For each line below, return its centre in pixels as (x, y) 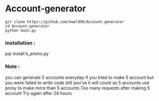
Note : (13, 66)
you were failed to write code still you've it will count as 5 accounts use (77, 83)
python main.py (21, 30)
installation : (20, 43)
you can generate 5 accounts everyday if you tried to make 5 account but (79, 77)
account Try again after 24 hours (39, 93)
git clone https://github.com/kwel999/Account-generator (65, 22)
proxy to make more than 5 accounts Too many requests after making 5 (78, 88)
